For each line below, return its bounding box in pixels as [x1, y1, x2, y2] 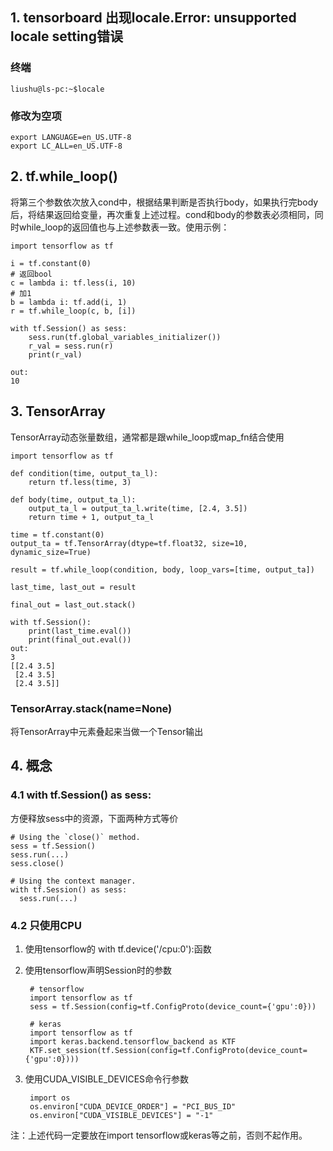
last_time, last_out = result [10, 582, 137, 592]
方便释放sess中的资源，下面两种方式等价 [10, 812, 179, 824]
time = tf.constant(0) [10, 529, 105, 540]
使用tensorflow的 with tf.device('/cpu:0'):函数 [24, 943, 212, 955]
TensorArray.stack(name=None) [10, 701, 173, 715]
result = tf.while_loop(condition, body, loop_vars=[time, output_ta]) [10, 564, 315, 575]
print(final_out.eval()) [28, 634, 132, 645]
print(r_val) [28, 349, 83, 360]
